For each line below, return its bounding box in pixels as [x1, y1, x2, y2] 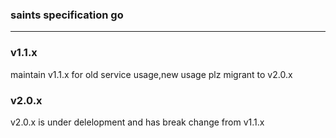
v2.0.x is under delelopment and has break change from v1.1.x [10, 116, 265, 128]
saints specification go [10, 8, 124, 22]
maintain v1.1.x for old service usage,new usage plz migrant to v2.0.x [10, 68, 293, 80]
